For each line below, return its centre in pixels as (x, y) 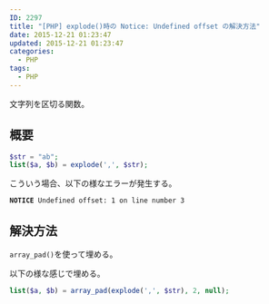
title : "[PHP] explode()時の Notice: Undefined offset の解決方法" (135, 26)
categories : (32, 52)
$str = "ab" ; (34, 157)
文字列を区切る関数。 (49, 103)
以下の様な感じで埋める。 (57, 274)
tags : (20, 69)
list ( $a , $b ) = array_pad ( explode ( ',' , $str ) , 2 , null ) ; (120, 291)
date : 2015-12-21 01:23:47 (60, 34)
